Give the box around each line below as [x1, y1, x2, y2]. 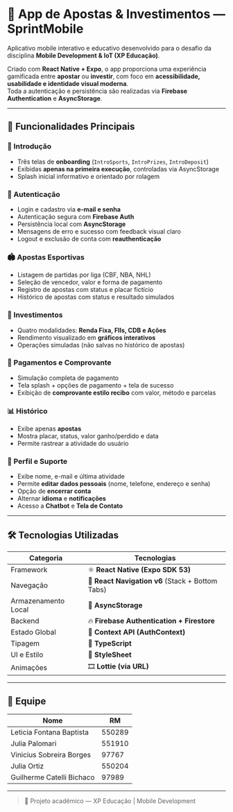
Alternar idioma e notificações [17, 494, 106, 503]
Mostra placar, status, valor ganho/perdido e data [17, 432, 159, 440]
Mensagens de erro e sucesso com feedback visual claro [17, 227, 182, 235]
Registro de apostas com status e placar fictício [17, 286, 154, 294]
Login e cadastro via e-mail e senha [17, 205, 121, 214]
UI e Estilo [10, 650, 44, 659]
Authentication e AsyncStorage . [7, 94, 103, 103]
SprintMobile [7, 21, 84, 37]
